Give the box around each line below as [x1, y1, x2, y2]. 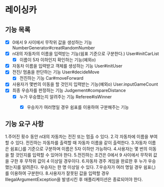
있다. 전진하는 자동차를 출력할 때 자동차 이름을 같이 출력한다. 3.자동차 [15, 140, 147, 146]
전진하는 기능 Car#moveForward [19, 75, 84, 81]
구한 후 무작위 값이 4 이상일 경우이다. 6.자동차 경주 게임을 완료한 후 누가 [10, 158, 147, 164]
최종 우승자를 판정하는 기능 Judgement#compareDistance [12, 88, 126, 93]
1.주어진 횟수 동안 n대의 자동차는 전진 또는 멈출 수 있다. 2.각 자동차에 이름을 [5, 134, 149, 140]
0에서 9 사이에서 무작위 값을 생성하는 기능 [12, 40, 92, 45]
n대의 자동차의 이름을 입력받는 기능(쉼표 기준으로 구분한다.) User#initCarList [12, 51, 159, 57]
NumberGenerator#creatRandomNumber [12, 45, 95, 51]
